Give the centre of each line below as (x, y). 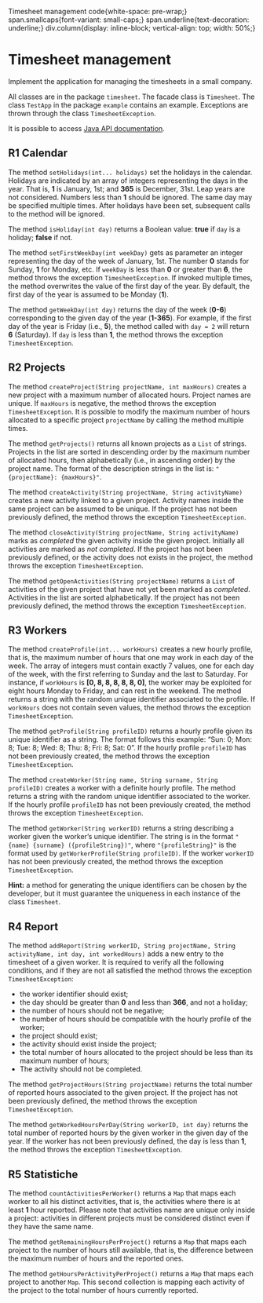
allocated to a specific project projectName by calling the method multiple (126, 420)
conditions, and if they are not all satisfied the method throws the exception (130, 971)
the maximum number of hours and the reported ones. (96, 1258)
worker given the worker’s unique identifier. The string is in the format (121, 837)
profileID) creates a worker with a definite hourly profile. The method (122, 788)
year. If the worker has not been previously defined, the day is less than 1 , (127, 1141)
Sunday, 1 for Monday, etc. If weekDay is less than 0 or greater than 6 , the (126, 269)
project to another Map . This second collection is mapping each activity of (126, 1282)
